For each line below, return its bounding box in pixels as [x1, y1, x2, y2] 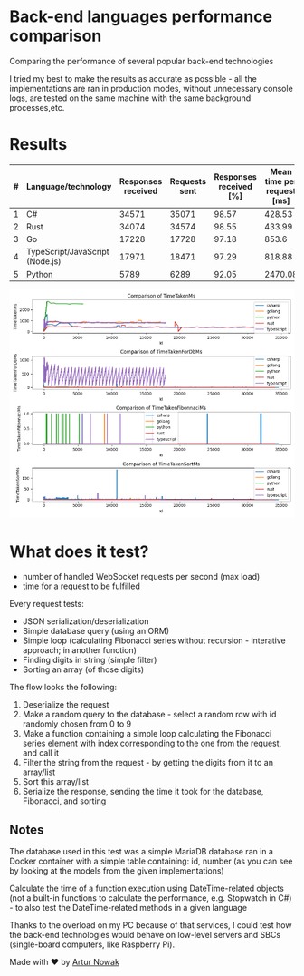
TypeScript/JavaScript [26, 247, 110, 258]
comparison [9, 25, 102, 46]
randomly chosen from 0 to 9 [22, 718, 132, 729]
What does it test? [9, 542, 149, 561]
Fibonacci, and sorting [22, 795, 107, 806]
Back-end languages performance [9, 6, 273, 27]
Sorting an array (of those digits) [22, 664, 145, 675]
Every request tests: [9, 599, 84, 610]
